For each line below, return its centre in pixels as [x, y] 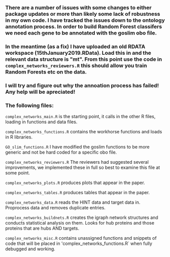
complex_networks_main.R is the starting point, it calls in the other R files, [80, 117]
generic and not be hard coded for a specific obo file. [61, 152]
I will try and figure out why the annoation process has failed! [82, 85]
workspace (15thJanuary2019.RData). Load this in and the [78, 53]
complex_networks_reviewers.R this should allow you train [76, 65]
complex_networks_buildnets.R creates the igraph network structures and [82, 217]
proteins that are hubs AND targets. [42, 228]
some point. [18, 173]
